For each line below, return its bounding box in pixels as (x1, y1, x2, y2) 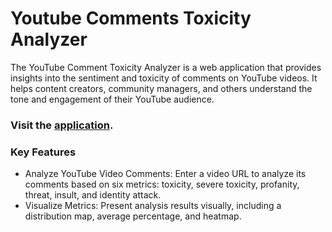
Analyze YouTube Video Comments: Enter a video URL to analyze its (24, 168, 307, 180)
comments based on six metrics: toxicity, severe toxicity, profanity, (24, 178, 300, 191)
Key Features (10, 145, 77, 159)
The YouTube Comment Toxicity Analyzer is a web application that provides (10, 61, 322, 73)
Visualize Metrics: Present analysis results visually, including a (24, 200, 282, 212)
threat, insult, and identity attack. (24, 189, 162, 201)
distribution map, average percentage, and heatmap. (24, 210, 242, 222)
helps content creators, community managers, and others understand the (10, 82, 313, 94)
